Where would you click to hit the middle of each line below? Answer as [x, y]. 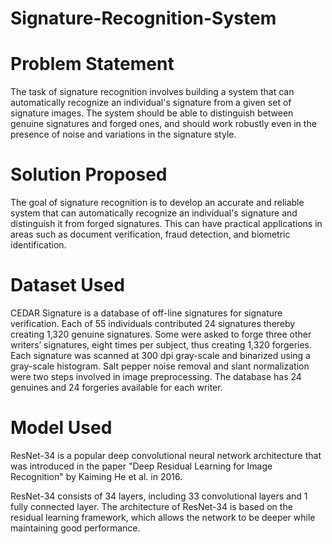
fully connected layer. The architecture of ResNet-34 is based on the [151, 506]
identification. [38, 245]
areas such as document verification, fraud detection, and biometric [150, 234]
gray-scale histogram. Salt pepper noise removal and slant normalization [160, 366]
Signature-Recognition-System [143, 18]
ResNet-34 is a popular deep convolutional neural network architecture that [166, 455]
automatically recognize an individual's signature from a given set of [151, 103]
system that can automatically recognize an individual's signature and [154, 213]
